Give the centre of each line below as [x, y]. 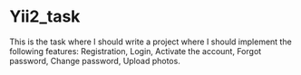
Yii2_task [45, 17]
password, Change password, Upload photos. [95, 61]
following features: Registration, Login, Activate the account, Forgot [136, 51]
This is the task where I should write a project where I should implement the [150, 42]
